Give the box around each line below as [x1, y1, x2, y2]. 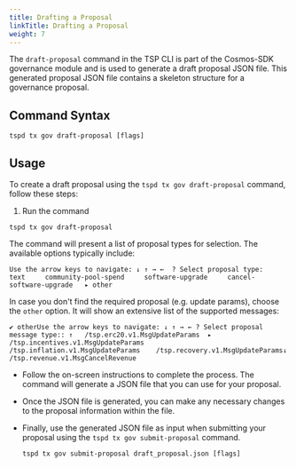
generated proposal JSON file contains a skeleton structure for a [9, 73, 245, 83]
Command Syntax [9, 107, 111, 123]
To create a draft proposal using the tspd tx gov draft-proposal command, [9, 179, 286, 189]
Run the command [21, 206, 90, 216]
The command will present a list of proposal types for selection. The [9, 239, 259, 249]
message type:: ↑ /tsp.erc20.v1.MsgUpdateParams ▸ [9, 330, 213, 339]
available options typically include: [9, 248, 136, 258]
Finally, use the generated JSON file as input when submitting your [21, 423, 267, 433]
